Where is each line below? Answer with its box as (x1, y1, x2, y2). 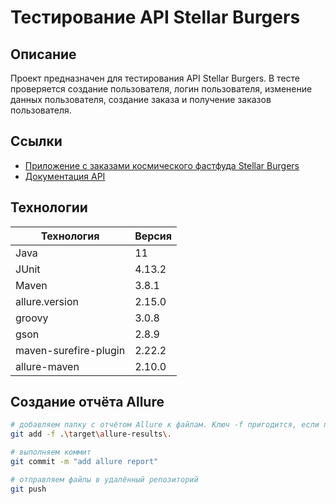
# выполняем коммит (10, 447, 92, 458)
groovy (15, 311, 49, 325)
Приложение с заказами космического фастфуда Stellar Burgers (24, 159, 300, 171)
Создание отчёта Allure (10, 394, 165, 411)
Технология (40, 229, 100, 243)
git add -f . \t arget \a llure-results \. (10, 429, 172, 440)
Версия (134, 229, 172, 243)
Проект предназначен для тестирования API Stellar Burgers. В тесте (10, 72, 301, 84)
